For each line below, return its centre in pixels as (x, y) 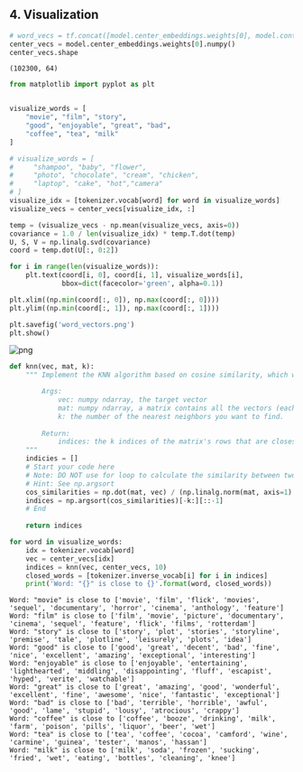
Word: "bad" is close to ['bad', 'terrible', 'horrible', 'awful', (139, 703)
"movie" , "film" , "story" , (76, 117)
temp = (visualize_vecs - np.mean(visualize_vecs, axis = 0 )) (125, 225)
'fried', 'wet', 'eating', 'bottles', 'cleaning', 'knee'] (123, 758)
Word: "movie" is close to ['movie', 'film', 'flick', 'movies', (134, 600)
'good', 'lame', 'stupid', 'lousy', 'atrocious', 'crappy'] (125, 711)
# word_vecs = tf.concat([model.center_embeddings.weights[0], (131, 35)
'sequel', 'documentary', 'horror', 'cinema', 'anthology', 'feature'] (147, 609)
